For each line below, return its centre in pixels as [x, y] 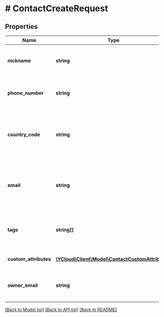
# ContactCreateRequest [57, 9]
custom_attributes [29, 259]
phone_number [26, 93]
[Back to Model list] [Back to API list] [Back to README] [61, 310]
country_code [24, 135]
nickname [19, 61]
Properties [21, 27]
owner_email [23, 285]
